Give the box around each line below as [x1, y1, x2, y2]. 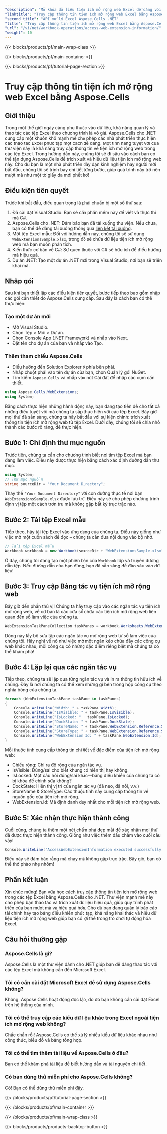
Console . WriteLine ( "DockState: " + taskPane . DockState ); [14, 719, 135, 724]
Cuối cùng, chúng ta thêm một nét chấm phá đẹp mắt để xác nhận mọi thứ [5, 827, 158, 833]
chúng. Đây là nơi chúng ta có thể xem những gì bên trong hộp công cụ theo [5, 681, 162, 688]
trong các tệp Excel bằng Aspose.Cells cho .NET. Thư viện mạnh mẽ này [5, 894, 154, 900]
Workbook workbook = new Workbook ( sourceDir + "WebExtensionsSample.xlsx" [5, 549, 164, 554]
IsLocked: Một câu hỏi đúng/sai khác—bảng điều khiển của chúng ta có [12, 773, 160, 779]
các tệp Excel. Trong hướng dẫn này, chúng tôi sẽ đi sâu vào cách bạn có [5, 151, 156, 157]
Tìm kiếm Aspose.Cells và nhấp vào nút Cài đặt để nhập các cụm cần [12, 375, 155, 381]
